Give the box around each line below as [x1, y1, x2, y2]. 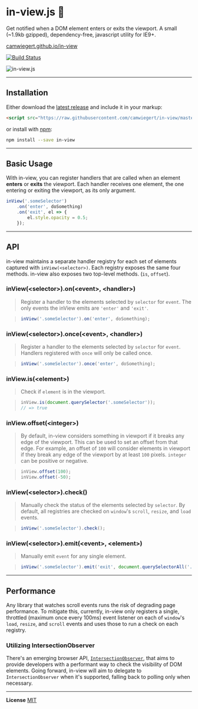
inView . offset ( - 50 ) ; [20, 474, 71, 481]
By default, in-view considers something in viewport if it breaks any [20, 432, 184, 439]
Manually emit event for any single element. [20, 553, 127, 560]
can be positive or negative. [20, 458, 88, 465]
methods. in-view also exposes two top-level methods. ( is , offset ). [6, 270, 170, 277]
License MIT [6, 697, 37, 704]
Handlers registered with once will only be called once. [20, 349, 153, 356]
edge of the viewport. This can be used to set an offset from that [20, 439, 178, 446]
